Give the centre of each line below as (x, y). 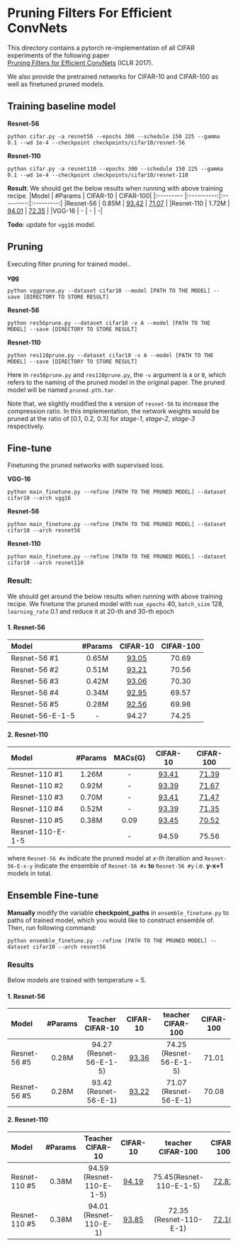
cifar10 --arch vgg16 (39, 498)
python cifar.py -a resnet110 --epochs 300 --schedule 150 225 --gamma (115, 169)
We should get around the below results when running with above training (115, 596)
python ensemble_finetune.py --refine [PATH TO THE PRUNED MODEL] (107, 941)
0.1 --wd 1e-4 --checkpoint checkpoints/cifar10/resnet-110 (98, 175)
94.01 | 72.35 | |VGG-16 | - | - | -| (55, 211)
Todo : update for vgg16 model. (51, 224)
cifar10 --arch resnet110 (45, 563)
